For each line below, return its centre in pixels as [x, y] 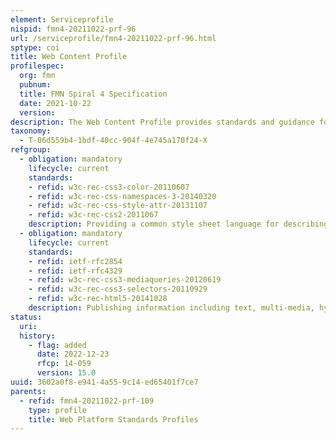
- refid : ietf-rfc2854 [75, 261]
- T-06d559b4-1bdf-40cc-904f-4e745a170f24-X [113, 141]
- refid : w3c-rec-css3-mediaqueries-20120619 [125, 280]
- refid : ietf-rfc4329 [75, 271]
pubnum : [35, 85]
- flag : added [57, 345]
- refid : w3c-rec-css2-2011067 [93, 215]
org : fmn [37, 76]
